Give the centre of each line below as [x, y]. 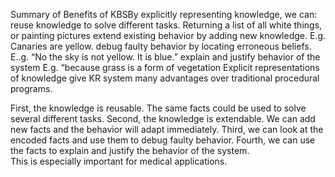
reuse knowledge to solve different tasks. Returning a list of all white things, [166, 25]
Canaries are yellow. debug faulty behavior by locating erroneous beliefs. [161, 46]
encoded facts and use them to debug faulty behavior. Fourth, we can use [163, 140]
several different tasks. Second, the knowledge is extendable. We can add [163, 118]
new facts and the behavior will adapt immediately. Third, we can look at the [167, 129]
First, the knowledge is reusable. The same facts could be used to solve [158, 108]
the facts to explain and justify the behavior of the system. [130, 150]
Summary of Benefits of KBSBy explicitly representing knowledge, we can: [164, 14]
